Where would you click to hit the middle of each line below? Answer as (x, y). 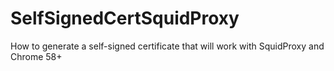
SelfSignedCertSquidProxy (125, 18)
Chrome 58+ (36, 56)
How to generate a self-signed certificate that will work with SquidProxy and (167, 46)
